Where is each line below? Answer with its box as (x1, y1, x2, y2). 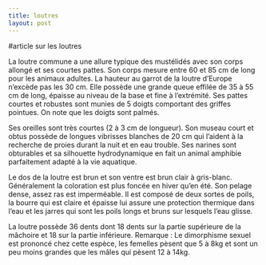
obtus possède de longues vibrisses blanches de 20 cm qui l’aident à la (8, 131, 244, 140)
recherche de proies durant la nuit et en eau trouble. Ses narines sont (8, 140, 237, 149)
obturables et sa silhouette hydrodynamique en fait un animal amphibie (8, 148, 242, 158)
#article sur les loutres (8, 41, 82, 50)
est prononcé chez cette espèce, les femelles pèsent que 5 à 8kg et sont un (8, 239, 258, 248)
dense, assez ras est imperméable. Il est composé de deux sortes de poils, (8, 189, 255, 199)
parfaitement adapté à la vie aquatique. (8, 156, 137, 166)
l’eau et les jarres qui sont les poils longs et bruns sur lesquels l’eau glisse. (8, 206, 253, 216)
